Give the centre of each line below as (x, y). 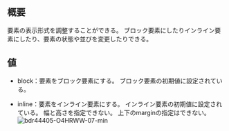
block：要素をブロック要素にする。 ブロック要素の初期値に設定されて (117, 81)
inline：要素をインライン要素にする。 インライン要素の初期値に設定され (120, 104)
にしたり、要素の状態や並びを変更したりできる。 (83, 39)
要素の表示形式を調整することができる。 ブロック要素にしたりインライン (111, 30)
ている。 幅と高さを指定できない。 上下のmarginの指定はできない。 (114, 112)
